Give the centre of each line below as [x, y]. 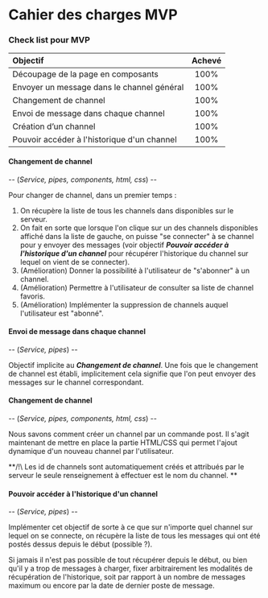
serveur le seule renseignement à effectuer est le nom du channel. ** [123, 476]
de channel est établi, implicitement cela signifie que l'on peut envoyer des [132, 373]
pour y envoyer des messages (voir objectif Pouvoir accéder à [124, 245]
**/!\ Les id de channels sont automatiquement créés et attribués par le [126, 467]
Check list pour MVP [49, 40]
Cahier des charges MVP [93, 15]
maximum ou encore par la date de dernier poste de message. [111, 586]
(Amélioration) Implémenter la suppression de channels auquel [124, 304]
